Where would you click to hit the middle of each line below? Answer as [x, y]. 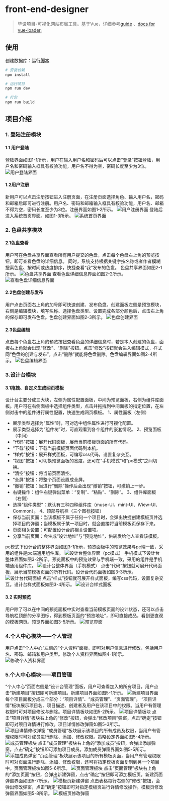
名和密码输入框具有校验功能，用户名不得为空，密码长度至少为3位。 [79, 166]
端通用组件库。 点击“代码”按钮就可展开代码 [81, 566]
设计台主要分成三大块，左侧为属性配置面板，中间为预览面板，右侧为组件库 [82, 400]
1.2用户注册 [17, 185]
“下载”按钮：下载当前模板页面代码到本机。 [56, 448]
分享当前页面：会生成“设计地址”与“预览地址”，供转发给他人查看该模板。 [87, 536]
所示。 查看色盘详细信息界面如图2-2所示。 [65, 274]
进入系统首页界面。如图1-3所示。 [39, 216]
